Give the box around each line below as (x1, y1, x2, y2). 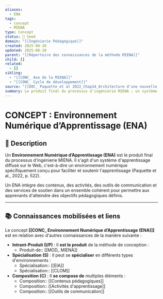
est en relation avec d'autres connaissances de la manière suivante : (5, 232, 142, 239)
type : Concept (5, 30, 34, 35)
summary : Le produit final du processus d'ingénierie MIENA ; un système (5, 89, 158, 93)
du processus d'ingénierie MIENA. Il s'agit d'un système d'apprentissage (5, 157, 150, 163)
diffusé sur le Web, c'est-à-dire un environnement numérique (5, 163, 128, 168)
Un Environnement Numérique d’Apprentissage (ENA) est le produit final (5, 152, 153, 158)
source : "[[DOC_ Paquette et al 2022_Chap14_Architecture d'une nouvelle (5, 84, 158, 89)
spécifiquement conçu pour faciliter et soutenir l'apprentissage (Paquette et (5, 168, 157, 173)
